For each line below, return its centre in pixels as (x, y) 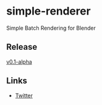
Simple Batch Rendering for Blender (51, 28)
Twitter (24, 95)
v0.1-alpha (19, 61)
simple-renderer (49, 11)
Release (22, 47)
